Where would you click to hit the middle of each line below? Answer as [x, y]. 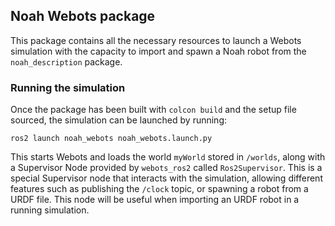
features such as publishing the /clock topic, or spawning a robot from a [159, 189]
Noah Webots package [83, 16]
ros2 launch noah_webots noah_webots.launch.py [111, 139]
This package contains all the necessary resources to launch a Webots [156, 40]
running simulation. [50, 210]
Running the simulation [68, 87]
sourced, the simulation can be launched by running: [119, 120]
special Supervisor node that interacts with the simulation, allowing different [166, 178]
